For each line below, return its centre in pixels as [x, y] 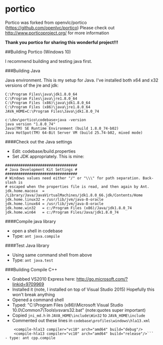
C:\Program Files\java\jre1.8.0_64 [41, 99]
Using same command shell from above [52, 255]
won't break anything [33, 294]
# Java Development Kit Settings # [41, 169]
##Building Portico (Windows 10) [38, 52]
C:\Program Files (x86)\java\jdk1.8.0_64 [48, 103]
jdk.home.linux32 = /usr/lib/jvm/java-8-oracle [54, 199]
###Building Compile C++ [31, 269]
